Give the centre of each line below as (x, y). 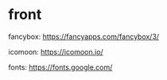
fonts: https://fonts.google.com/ (60, 67)
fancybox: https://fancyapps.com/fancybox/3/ (84, 36)
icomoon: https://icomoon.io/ (56, 51)
